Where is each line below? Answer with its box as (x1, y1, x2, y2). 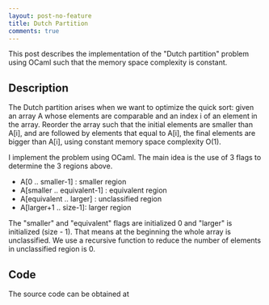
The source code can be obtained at (8, 289, 129, 299)
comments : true (8, 27, 60, 35)
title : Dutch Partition (8, 19, 89, 28)
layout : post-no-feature (8, 11, 92, 20)
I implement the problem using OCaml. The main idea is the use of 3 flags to (8, 153, 262, 163)
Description (8, 81, 69, 95)
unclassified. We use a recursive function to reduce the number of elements (8, 235, 261, 245)
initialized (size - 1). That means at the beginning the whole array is (8, 227, 232, 237)
